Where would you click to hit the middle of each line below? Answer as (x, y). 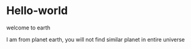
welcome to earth (28, 28)
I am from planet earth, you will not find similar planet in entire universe (95, 39)
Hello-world (37, 11)
